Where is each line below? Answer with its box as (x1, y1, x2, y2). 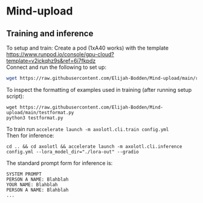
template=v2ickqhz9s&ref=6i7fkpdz (6, 57, 96, 64)
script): (6, 92, 24, 100)
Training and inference (6, 28, 94, 39)
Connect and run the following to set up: (6, 63, 107, 71)
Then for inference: (6, 132, 54, 139)
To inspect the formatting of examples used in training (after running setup (6, 86, 192, 93)
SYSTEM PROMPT (6, 171, 42, 177)
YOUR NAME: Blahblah (6, 181, 59, 188)
